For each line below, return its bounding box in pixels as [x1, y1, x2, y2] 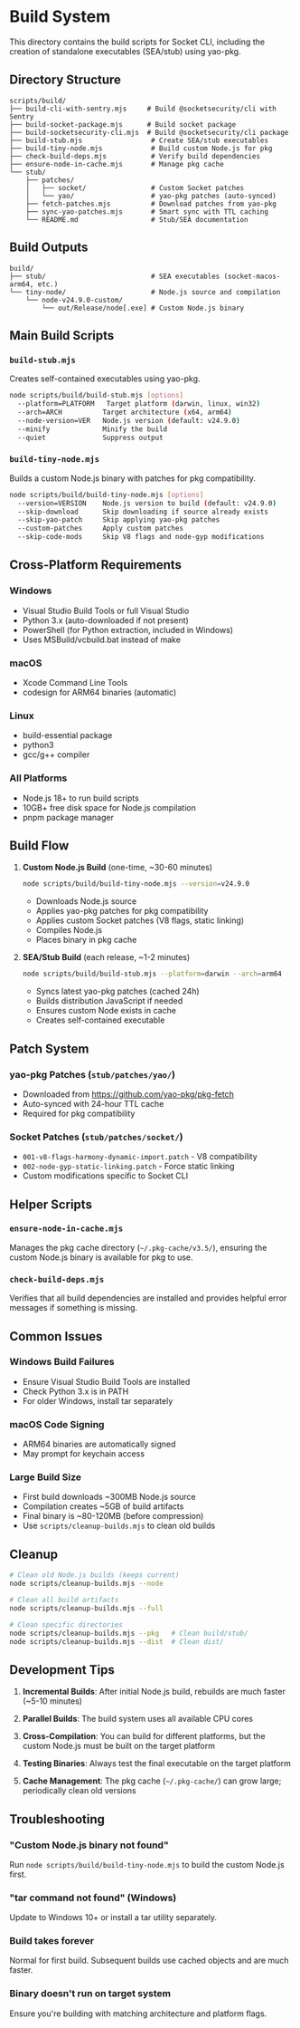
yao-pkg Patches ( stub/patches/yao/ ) [9, 1068, 176, 1081]
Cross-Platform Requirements [9, 557, 183, 572]
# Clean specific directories [9, 1620, 124, 1629]
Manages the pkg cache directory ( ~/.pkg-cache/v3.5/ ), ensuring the [9, 1242, 267, 1253]
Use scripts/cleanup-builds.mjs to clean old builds [22, 1520, 216, 1532]
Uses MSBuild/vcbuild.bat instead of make [22, 634, 181, 645]
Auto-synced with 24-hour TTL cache [22, 1098, 164, 1109]
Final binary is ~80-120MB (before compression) [22, 1511, 204, 1522]
